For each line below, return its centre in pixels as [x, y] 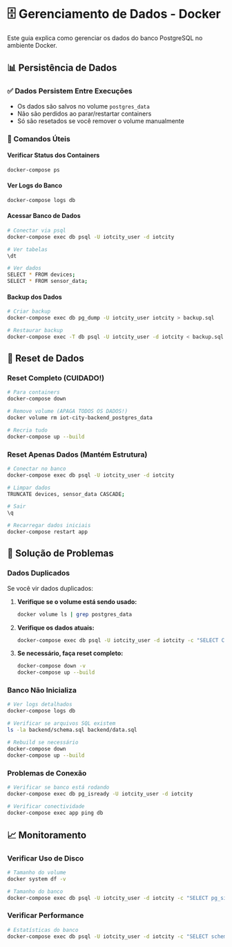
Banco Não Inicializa [42, 690]
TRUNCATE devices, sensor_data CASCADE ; [66, 494]
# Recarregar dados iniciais [49, 526]
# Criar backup [29, 312]
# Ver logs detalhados [40, 705]
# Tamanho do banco [35, 891]
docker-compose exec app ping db [55, 813]
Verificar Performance [46, 916]
